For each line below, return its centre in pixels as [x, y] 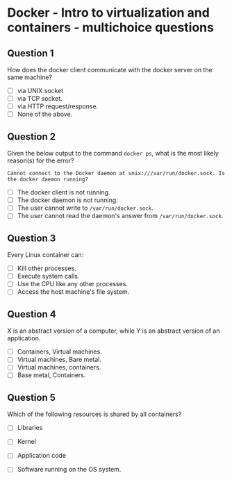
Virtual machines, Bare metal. [59, 360]
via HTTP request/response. [58, 106]
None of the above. [45, 114]
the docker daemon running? [48, 180]
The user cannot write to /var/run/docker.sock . [85, 208]
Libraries [30, 428]
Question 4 [32, 314]
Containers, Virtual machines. [59, 351]
